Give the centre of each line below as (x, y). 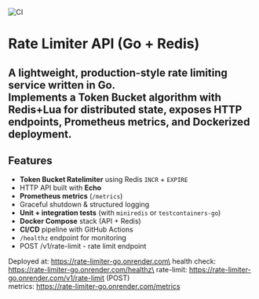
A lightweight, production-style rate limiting (118, 73)
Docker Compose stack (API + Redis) (80, 221)
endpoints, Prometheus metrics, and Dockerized (129, 122)
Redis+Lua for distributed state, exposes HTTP (125, 109)
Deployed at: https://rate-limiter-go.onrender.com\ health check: (112, 261)
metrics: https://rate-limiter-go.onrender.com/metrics (94, 286)
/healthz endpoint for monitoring (73, 238)
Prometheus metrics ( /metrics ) (71, 196)
